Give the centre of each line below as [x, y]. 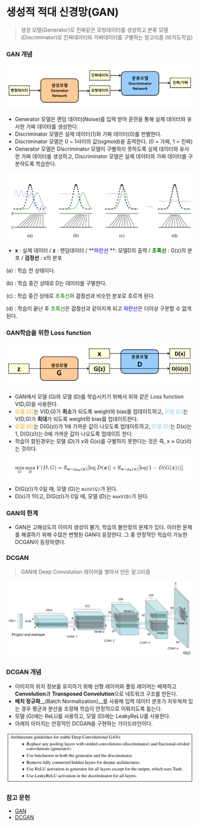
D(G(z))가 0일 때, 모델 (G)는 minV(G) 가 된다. [66, 489]
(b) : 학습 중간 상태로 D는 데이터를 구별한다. [56, 283]
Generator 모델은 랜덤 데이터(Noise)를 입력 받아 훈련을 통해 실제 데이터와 [100, 119]
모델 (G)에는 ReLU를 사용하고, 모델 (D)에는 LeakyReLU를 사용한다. [93, 716]
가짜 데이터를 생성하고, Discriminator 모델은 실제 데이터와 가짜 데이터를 [104, 156]
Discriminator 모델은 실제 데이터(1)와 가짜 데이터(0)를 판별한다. [88, 134]
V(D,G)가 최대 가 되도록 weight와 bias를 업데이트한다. [76, 419]
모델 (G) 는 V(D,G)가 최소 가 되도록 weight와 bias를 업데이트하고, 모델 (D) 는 [101, 411]
